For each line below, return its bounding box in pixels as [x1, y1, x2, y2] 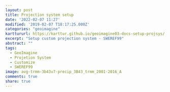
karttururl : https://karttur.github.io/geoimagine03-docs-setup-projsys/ [5, 31, 165, 36]
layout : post [5, 7, 33, 13]
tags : [5, 45, 17, 51]
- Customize [10, 60, 36, 65]
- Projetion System [10, 55, 51, 60]
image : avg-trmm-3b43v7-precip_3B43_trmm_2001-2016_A [5, 70, 122, 75]
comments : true [5, 74, 38, 79]
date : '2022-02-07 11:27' [5, 17, 60, 22]
